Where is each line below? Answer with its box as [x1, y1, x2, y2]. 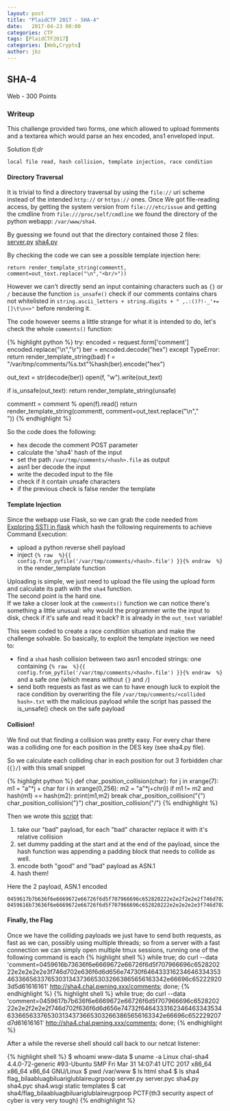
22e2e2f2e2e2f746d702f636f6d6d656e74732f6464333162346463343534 [7, 1004, 222, 1012]
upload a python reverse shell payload [16, 543, 125, 552]
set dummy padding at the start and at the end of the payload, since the [16, 839, 220, 848]
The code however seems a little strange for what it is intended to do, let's [7, 318, 216, 326]
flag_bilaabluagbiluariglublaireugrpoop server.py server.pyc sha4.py [7, 1074, 199, 1082]
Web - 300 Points [7, 92, 57, 100]
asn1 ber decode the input [16, 463, 91, 471]
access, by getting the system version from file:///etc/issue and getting [7, 203, 217, 211]
